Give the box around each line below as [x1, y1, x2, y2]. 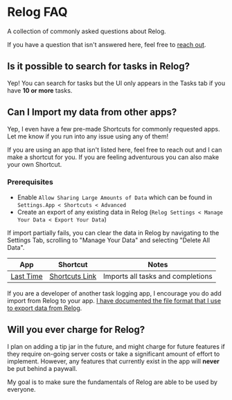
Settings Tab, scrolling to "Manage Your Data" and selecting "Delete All [7, 236, 210, 244]
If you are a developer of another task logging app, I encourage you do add [7, 289, 222, 298]
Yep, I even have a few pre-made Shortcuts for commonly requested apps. [7, 125, 220, 133]
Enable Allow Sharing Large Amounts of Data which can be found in [17, 193, 213, 201]
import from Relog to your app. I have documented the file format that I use [7, 296, 222, 304]
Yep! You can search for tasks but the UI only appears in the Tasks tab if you [7, 79, 226, 87]
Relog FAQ [7, 4, 68, 20]
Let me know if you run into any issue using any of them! [7, 132, 169, 140]
